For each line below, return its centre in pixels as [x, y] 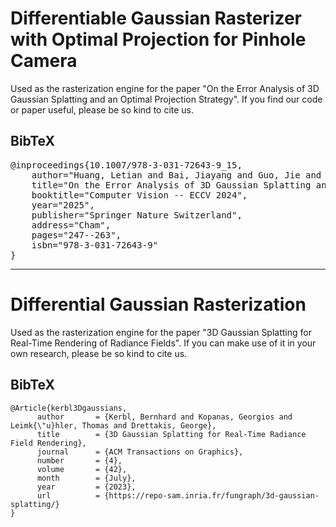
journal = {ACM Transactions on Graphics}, [140, 452]
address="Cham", [71, 225]
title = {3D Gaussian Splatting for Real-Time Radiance [171, 434]
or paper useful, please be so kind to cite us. [102, 109]
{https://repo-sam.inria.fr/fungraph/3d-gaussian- [212, 495]
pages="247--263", [76, 235]
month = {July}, [86, 478]
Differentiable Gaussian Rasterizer [156, 18]
